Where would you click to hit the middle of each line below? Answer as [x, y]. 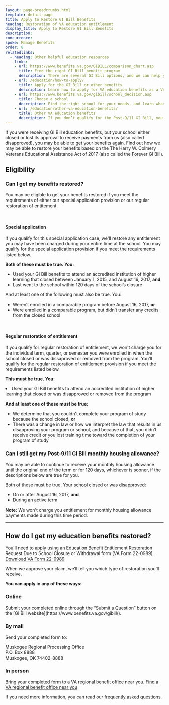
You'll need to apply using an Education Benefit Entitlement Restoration [79, 548]
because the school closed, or [44, 419]
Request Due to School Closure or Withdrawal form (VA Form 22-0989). [80, 553]
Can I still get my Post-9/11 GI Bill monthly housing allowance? [82, 454]
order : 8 [14, 47]
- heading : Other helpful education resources [59, 57]
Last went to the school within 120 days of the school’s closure [77, 285]
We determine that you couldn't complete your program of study [79, 413]
